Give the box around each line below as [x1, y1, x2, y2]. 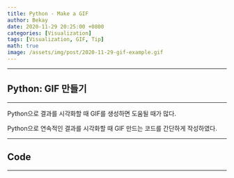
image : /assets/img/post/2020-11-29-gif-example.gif [7, 49, 164, 56]
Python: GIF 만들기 [7, 83, 87, 95]
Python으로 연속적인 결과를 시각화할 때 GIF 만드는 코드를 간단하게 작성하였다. [7, 124, 217, 132]
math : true [7, 42, 39, 49]
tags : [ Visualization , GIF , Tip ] [7, 36, 104, 43]
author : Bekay [7, 17, 49, 24]
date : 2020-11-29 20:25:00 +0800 [7, 23, 104, 30]
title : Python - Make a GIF [7, 10, 89, 17]
